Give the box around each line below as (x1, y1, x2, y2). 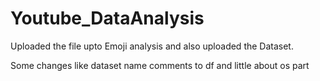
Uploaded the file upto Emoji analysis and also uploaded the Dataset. (10, 40, 294, 52)
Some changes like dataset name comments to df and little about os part (10, 59, 310, 71)
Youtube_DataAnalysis (10, 7, 205, 30)
